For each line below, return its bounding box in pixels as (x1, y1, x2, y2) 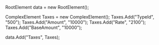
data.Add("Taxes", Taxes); (5, 34, 60, 40)
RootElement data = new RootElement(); (5, 4, 89, 10)
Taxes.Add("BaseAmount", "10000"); (5, 24, 82, 30)
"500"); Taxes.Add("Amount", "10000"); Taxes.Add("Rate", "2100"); (5, 19, 146, 25)
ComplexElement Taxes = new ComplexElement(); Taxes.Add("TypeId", (5, 14, 154, 19)
